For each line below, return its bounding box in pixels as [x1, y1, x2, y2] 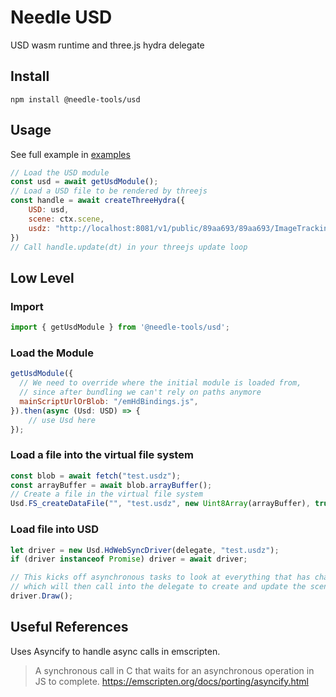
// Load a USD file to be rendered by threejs [10, 186, 208, 196]
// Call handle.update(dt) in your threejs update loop [10, 242, 248, 252]
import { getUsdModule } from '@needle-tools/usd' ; [10, 322, 230, 333]
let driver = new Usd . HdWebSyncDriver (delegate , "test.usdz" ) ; [10, 545, 280, 555]
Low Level [10, 269, 75, 286]
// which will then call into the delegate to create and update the [10, 582, 307, 592]
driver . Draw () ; [10, 591, 74, 601]
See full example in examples [10, 148, 131, 160]
